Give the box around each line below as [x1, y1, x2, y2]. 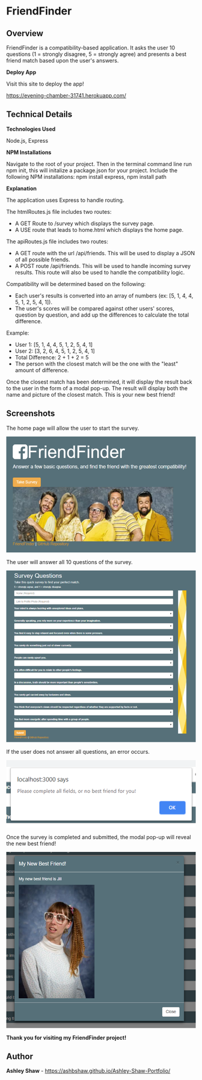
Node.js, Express [6, 137, 49, 144]
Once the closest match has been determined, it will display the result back [6, 378, 192, 385]
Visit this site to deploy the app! [6, 80, 84, 87]
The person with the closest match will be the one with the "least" [14, 360, 179, 367]
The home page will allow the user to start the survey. [6, 424, 139, 432]
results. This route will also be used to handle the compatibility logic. [14, 268, 185, 276]
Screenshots [6, 408, 55, 419]
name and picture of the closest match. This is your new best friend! [6, 391, 176, 398]
